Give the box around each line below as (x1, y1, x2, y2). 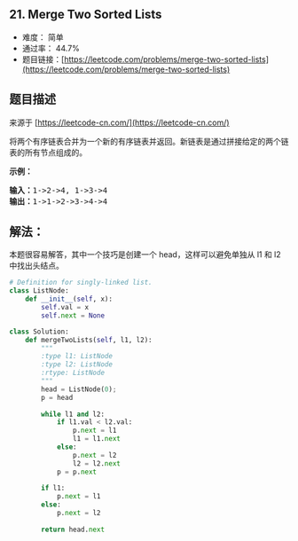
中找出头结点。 (9, 261, 64, 271)
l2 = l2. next (72, 459, 122, 468)
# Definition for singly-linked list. (9, 278, 153, 287)
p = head (41, 393, 74, 402)
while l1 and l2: (41, 410, 105, 419)
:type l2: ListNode (41, 360, 114, 369)
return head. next (41, 525, 105, 534)
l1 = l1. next (72, 435, 122, 443)
